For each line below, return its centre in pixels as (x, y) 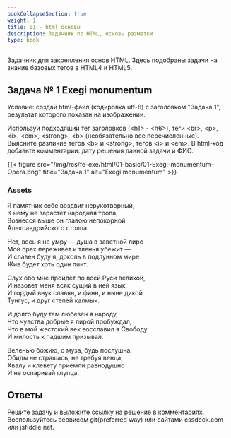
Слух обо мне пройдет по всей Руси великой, (77, 278)
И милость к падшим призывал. (55, 337)
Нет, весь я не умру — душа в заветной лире (75, 242)
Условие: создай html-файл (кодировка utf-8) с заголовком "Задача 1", (114, 107)
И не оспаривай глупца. (43, 373)
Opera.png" (24, 172)
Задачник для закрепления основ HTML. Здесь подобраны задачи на (112, 60)
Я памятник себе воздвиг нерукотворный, (71, 206)
